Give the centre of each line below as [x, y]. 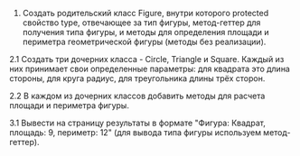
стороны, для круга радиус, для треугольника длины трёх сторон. [137, 78]
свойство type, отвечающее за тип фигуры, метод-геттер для [141, 23]
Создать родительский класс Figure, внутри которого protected [145, 13]
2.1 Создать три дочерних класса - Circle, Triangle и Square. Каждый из [147, 59]
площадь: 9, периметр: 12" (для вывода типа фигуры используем [136, 133]
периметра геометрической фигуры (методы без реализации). [144, 41]
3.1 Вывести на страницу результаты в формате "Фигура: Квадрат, [138, 123]
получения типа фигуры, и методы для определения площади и [145, 32]
